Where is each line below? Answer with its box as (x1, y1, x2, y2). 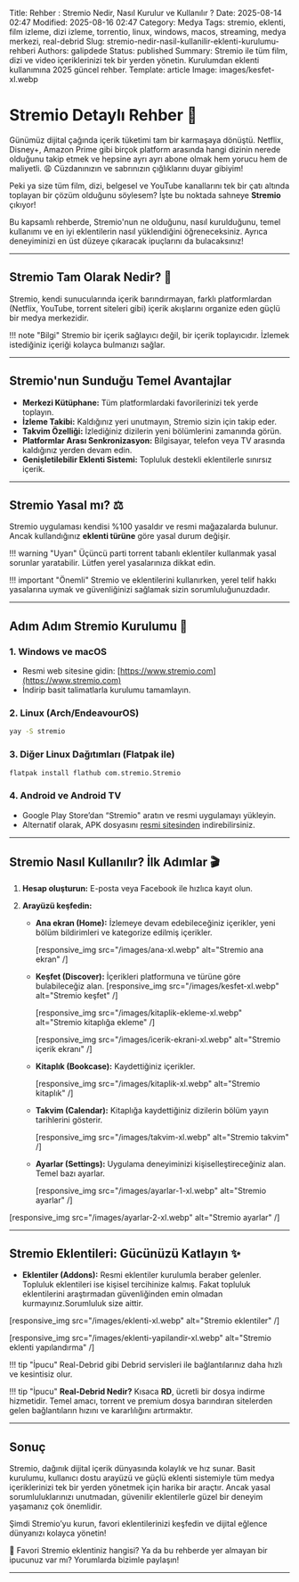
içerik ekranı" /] (35, 1043, 93, 1054)
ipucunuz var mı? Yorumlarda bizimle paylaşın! (9, 1554, 180, 1565)
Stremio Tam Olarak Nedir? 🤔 (9, 269, 172, 285)
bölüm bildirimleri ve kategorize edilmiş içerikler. (35, 927, 213, 938)
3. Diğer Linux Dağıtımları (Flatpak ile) (9, 749, 175, 761)
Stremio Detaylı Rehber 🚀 (9, 105, 198, 126)
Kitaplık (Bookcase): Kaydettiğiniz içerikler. (35, 1061, 196, 1072)
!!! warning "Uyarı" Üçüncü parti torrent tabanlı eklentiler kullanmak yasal (9, 548, 277, 559)
